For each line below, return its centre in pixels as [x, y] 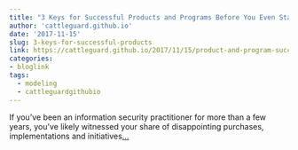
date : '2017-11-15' [45, 34]
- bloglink [29, 67]
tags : [19, 75]
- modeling [37, 83]
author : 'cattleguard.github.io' [71, 26]
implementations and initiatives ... [69, 136]
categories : [31, 59]
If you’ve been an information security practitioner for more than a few [138, 117]
